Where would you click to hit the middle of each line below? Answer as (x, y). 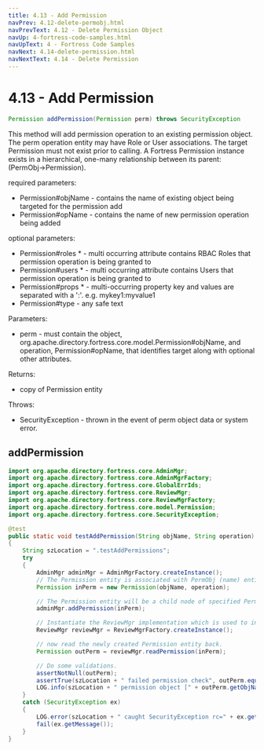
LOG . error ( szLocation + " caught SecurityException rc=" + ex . (142, 717)
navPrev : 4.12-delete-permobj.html (66, 23)
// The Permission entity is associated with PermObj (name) (139, 580)
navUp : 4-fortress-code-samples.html (70, 37)
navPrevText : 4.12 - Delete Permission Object (86, 30)
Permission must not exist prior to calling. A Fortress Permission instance (126, 151)
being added (40, 223)
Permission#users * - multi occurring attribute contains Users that (126, 270)
